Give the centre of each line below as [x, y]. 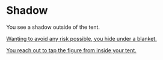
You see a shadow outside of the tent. [53, 27]
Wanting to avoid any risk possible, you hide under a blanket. [82, 38]
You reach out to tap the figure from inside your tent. [71, 50]
